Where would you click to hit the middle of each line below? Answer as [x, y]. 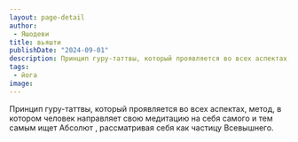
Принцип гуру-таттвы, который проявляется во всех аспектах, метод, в [145, 108]
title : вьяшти [35, 42]
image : [21, 83]
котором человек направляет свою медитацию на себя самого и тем [141, 118]
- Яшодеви [31, 34]
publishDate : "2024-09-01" [59, 51]
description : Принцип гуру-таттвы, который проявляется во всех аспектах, [150, 59]
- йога [25, 75]
